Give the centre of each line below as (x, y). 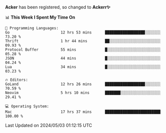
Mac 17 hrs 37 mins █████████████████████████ (83, 112)
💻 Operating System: (27, 106)
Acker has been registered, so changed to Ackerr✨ (58, 7)
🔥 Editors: (17, 80)
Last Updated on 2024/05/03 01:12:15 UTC (49, 125)
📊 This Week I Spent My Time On (40, 17)
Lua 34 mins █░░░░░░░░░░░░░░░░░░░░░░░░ (83, 67)
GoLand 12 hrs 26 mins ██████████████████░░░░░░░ (83, 84)
